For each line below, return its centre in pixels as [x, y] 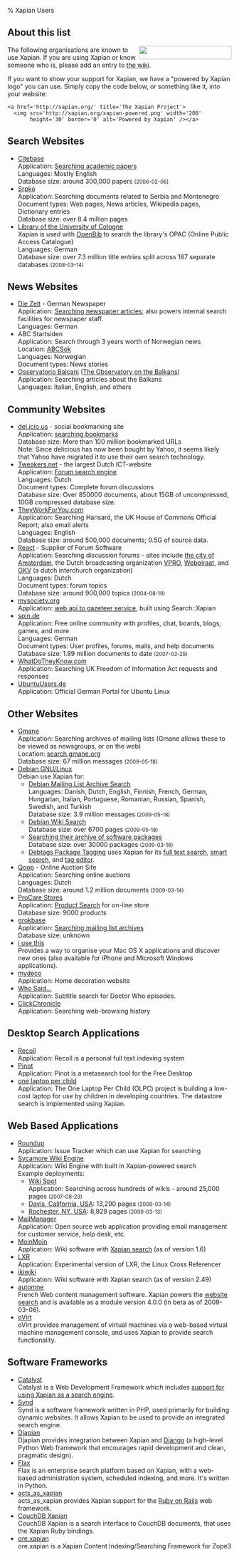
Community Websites [57, 409]
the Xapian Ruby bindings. [56, 1531]
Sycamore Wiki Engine [51, 1158]
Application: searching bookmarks [68, 434]
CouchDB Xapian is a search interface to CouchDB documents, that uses [124, 1523]
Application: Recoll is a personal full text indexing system [101, 1058]
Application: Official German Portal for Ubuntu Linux [94, 692]
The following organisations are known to [68, 50]
